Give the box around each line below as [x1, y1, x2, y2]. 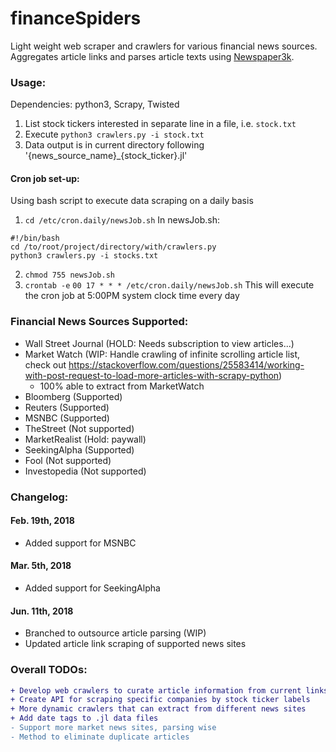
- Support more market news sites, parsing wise [10, 723, 217, 733]
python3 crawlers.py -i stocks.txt [10, 251, 159, 261]
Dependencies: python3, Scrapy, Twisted [10, 98, 180, 111]
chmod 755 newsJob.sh [24, 270, 115, 281]
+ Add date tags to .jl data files [10, 713, 159, 724]
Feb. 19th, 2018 [10, 515, 75, 527]
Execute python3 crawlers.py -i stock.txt [24, 128, 205, 141]
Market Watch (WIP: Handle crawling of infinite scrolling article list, [24, 348, 301, 360]
